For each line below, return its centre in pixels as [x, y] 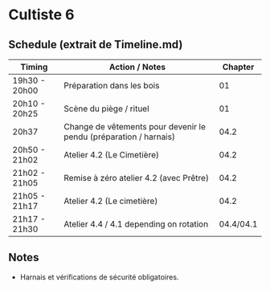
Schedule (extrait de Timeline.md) [96, 45]
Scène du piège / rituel [107, 108]
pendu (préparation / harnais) [119, 137]
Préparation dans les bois [112, 86]
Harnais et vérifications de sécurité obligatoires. [99, 277]
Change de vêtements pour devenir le [135, 127]
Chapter [238, 67]
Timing [34, 67]
